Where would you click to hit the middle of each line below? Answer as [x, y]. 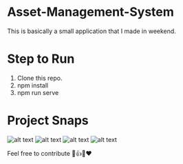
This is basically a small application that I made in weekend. [92, 31]
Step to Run [41, 59]
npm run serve [38, 92]
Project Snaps [48, 121]
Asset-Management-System [90, 12]
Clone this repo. [40, 78]
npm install [33, 85]
